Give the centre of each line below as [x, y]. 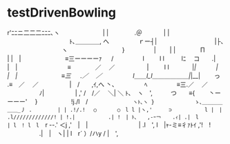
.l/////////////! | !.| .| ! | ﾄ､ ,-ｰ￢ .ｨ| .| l [103, 117]
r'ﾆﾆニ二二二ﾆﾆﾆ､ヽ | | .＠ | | [88, 32]
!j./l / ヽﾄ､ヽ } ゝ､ [136, 101]
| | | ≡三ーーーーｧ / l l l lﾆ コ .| [112, 58]
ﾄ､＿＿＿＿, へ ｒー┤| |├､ [146, 41]
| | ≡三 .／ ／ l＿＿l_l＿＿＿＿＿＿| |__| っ [114, 75]
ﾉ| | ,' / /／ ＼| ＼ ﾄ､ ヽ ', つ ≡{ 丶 [127, 93]
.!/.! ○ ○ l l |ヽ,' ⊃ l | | [146, 110]
